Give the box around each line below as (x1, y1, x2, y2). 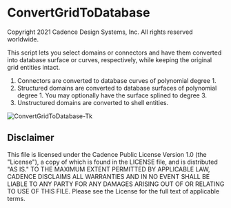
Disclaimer (7, 132, 54, 144)
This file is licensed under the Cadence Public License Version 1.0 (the (7, 150, 207, 158)
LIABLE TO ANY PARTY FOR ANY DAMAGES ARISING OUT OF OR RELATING (7, 180, 225, 188)
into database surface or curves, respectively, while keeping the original (7, 55, 212, 64)
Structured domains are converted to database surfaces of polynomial (17, 84, 217, 92)
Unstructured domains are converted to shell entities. (17, 98, 169, 106)
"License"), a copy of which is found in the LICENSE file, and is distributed (7, 158, 219, 166)
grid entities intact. (7, 63, 61, 71)
